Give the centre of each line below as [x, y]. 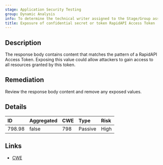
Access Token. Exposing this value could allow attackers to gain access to [79, 60]
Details [16, 107]
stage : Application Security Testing [43, 9]
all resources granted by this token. [40, 65]
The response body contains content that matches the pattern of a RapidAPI [81, 54]
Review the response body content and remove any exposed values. [73, 91]
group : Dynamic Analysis [30, 14]
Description [23, 42]
